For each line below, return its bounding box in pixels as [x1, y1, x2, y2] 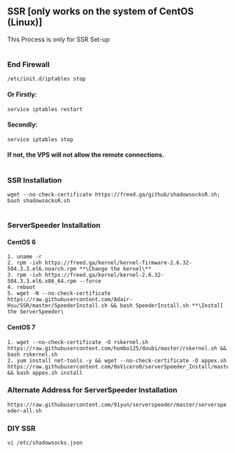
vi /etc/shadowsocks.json [7, 440, 83, 447]
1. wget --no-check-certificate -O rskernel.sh [7, 338, 149, 345]
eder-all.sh [7, 407, 42, 415]
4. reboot [7, 284, 36, 291]
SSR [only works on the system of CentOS [7, 6, 194, 17]
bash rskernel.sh [7, 351, 58, 358]
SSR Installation [7, 175, 62, 185]
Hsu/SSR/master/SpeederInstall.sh [7, 302, 108, 310]
